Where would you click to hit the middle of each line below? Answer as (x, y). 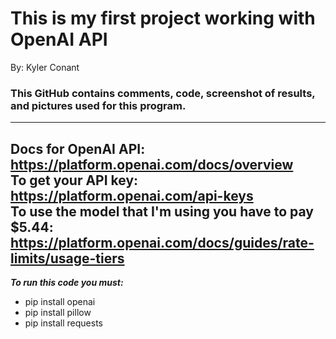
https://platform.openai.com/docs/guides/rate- (162, 242)
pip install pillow (58, 313)
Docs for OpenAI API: (78, 148)
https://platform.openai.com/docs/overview (152, 164)
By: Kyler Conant (45, 67)
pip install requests (63, 323)
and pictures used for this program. (98, 105)
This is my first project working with (163, 18)
